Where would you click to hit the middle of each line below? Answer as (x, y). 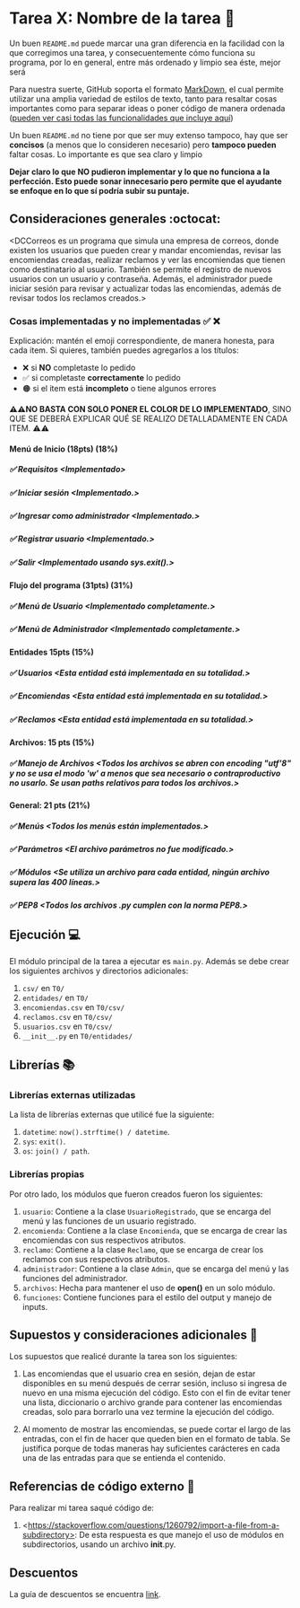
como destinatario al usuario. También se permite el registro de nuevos (140, 269)
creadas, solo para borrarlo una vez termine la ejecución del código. (148, 1412)
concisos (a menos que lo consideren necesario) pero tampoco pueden (143, 145)
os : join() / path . (56, 1151)
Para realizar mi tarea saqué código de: (82, 1508)
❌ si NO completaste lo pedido (79, 368)
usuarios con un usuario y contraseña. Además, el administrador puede (141, 278)
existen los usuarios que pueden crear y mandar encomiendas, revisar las (146, 250)
